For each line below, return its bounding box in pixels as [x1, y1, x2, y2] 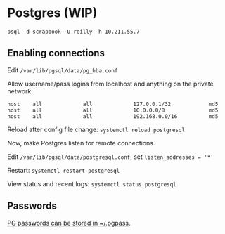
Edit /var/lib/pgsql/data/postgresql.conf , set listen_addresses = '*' [7, 152, 214, 161]
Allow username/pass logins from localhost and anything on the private [7, 79, 214, 88]
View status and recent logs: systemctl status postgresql [7, 179, 177, 188]
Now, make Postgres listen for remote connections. [7, 138, 155, 147]
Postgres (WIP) [7, 5, 98, 21]
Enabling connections [7, 47, 105, 59]
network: [7, 86, 34, 96]
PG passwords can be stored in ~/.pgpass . [7, 219, 131, 227]
